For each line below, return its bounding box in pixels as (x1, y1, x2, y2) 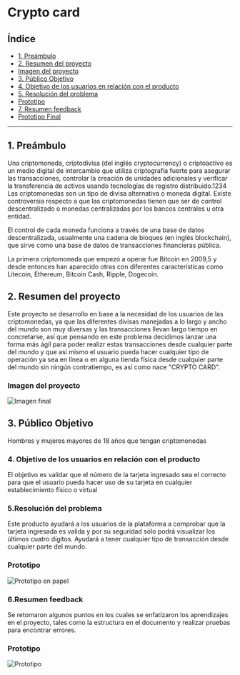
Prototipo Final (17, 112, 61, 121)
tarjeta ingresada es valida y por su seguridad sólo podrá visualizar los (7, 527, 216, 536)
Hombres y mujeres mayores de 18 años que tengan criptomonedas (7, 436, 207, 445)
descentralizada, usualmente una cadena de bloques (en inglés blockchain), (7, 233, 232, 241)
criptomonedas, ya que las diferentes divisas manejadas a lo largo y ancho (7, 317, 227, 326)
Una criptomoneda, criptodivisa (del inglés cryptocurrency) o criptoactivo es (7, 159, 233, 167)
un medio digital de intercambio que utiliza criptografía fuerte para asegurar (7, 166, 231, 175)
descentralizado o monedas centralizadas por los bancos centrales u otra (7, 204, 224, 213)
